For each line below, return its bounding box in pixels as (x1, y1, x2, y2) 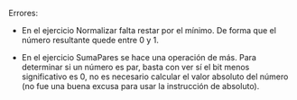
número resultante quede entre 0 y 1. (21, 35, 160, 45)
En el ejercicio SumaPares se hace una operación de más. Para (21, 52, 256, 62)
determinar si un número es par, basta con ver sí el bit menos (21, 62, 250, 72)
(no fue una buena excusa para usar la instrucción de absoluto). (21, 81, 260, 91)
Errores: (8, 8, 38, 18)
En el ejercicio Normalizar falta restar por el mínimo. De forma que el (21, 25, 277, 35)
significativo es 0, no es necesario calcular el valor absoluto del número (21, 71, 289, 82)
